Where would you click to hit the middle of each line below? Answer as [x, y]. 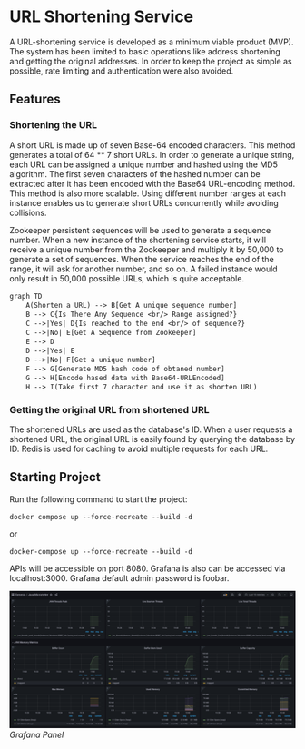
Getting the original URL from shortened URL [109, 409]
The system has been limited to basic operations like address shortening [145, 51]
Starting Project [55, 477]
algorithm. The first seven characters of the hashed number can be [135, 173]
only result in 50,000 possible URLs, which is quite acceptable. [127, 278]
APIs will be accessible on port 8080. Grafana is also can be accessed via [148, 568]
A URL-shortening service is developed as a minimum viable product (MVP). [152, 42]
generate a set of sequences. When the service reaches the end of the [142, 259]
